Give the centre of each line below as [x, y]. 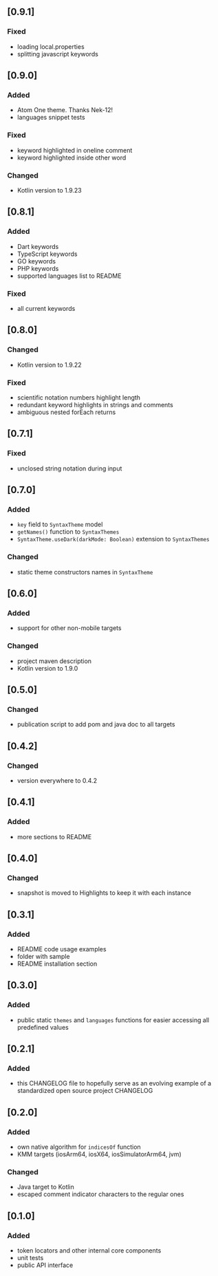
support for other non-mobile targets [69, 628]
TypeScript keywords [47, 254]
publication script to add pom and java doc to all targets [96, 724]
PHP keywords [38, 268]
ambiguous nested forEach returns [66, 412]
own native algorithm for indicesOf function [79, 1147]
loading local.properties [51, 46]
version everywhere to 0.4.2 [57, 780]
